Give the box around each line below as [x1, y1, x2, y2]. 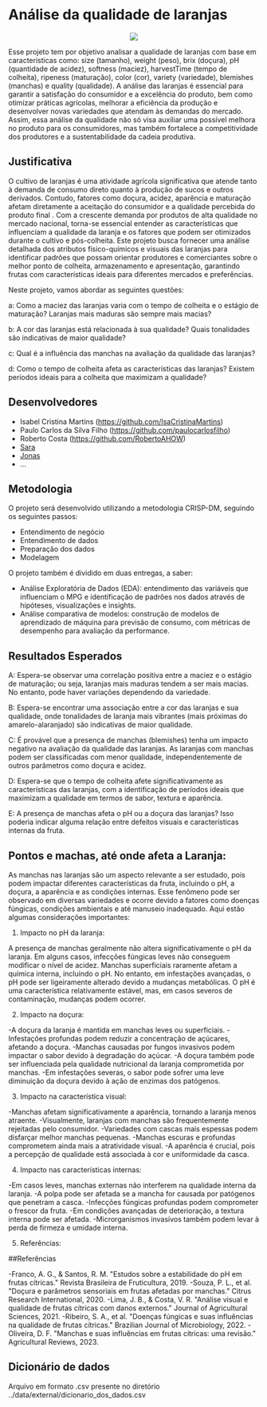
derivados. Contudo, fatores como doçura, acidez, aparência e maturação [8, 193, 251, 203]
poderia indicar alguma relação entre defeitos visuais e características [8, 817, 239, 827]
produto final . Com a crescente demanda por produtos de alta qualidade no [8, 210, 258, 220]
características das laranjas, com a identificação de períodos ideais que [8, 785, 245, 795]
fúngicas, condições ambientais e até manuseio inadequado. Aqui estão [8, 904, 245, 914]
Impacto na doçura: [19, 1010, 84, 1019]
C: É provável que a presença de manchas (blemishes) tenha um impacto [8, 735, 249, 745]
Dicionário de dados [8, 1360, 110, 1374]
